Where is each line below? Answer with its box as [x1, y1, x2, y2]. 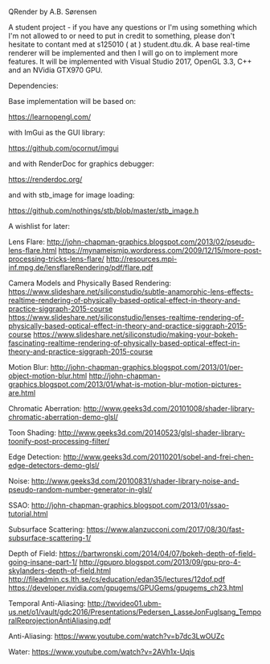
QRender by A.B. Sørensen [8, 7, 97, 16]
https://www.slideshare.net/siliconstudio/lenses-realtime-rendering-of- [8, 313, 245, 322]
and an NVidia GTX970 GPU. [8, 65, 103, 75]
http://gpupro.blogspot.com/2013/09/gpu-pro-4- [79, 558, 241, 566]
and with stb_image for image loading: [8, 190, 135, 200]
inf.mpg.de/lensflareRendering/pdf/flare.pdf [8, 263, 153, 272]
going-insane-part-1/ [8, 558, 78, 566]
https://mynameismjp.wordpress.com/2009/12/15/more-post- [58, 246, 262, 255]
